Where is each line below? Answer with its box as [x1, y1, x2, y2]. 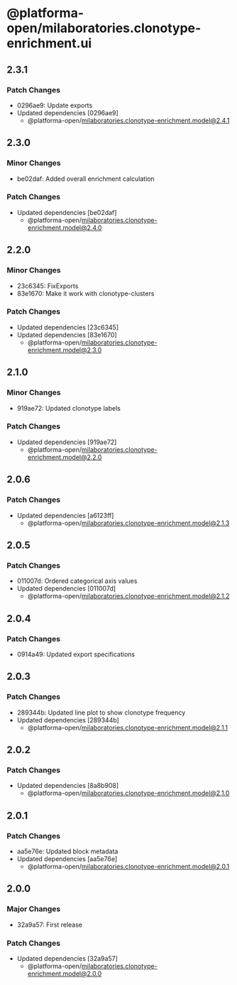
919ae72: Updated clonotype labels [16, 404, 121, 412]
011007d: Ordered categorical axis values [16, 576, 138, 585]
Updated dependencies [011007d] [16, 584, 116, 593]
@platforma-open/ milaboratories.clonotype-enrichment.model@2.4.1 [27, 116, 230, 125]
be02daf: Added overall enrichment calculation [16, 174, 155, 183]
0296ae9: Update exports [16, 101, 93, 110]
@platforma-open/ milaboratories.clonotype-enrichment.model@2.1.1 [27, 723, 228, 732]
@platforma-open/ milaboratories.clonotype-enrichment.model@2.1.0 [27, 789, 230, 798]
